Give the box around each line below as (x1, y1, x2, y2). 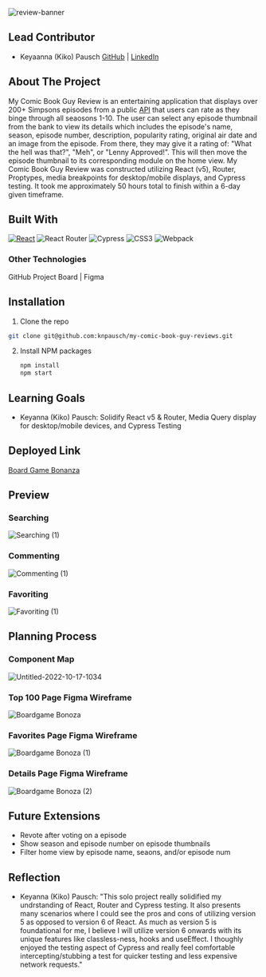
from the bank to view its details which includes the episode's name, (8, 121, 233, 131)
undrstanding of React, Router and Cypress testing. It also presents (19, 900, 241, 910)
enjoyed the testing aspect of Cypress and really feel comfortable (19, 943, 236, 952)
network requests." (19, 959, 83, 970)
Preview (8, 488, 50, 502)
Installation (8, 296, 65, 309)
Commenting (8, 550, 60, 562)
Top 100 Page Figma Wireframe (8, 692, 132, 703)
